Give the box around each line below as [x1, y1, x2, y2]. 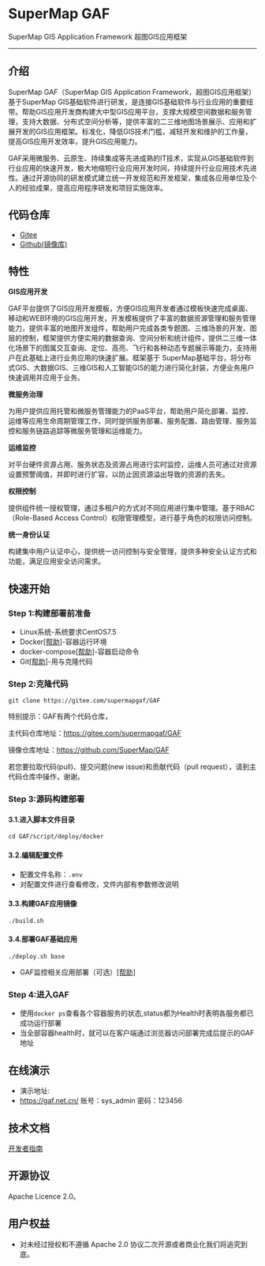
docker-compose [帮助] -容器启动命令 [19, 647, 140, 657]
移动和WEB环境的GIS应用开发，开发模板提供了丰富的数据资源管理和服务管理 [8, 314, 256, 323]
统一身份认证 [8, 530, 50, 540]
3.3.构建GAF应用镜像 [8, 899, 77, 909]
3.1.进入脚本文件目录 [8, 815, 75, 824]
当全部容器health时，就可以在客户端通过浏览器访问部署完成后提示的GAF [19, 1028, 255, 1038]
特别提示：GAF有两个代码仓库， [8, 712, 113, 722]
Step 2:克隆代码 [8, 678, 69, 689]
